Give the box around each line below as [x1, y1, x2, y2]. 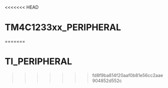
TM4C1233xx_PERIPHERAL [5, 22, 121, 33]
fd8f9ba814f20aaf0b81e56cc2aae [92, 72, 163, 78]
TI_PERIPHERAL [5, 56, 72, 67]
